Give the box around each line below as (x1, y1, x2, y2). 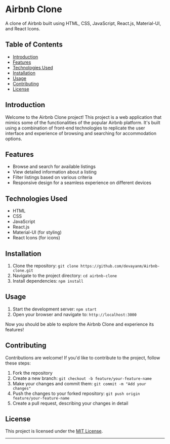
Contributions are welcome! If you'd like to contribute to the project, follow (5, 354, 160, 361)
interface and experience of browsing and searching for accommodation (5, 130, 157, 136)
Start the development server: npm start (12, 306, 97, 312)
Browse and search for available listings (12, 163, 96, 170)
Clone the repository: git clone (12, 263, 78, 269)
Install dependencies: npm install (12, 278, 83, 284)
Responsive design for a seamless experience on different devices (12, 180, 152, 186)
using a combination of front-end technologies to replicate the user (5, 125, 145, 131)
